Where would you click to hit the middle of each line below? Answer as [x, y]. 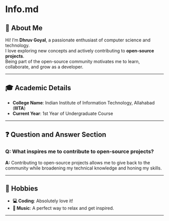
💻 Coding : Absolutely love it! [43, 201]
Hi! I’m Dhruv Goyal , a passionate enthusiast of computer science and [78, 40]
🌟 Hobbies [22, 188]
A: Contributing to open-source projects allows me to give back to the [78, 162]
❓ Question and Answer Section [56, 135]
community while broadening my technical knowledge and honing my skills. [83, 168]
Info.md [22, 9]
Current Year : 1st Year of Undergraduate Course [63, 113]
